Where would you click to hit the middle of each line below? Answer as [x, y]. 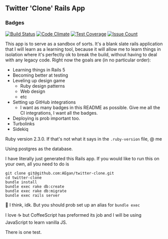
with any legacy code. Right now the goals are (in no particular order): [78, 60]
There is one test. [24, 232]
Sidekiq [20, 129]
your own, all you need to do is [37, 164]
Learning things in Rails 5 [39, 70]
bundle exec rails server [32, 195]
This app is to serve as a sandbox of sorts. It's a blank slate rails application [84, 44]
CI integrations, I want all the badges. [59, 113]
